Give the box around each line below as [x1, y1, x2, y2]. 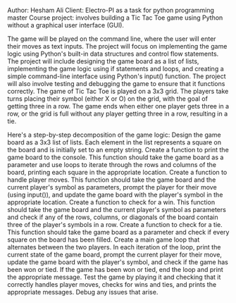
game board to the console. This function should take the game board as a [7, 153, 224, 161]
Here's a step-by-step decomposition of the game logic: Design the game [7, 130, 221, 139]
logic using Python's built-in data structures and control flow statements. [7, 49, 219, 58]
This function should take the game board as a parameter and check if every [7, 228, 230, 236]
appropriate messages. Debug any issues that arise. [7, 288, 159, 296]
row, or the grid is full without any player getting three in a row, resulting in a [7, 109, 228, 118]
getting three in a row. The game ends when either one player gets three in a [7, 102, 230, 110]
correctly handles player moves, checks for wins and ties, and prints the [7, 280, 217, 288]
